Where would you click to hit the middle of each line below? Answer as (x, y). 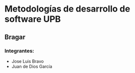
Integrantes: (19, 51)
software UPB (33, 19)
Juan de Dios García (32, 66)
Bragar (15, 37)
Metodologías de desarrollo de (67, 9)
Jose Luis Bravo (28, 61)
